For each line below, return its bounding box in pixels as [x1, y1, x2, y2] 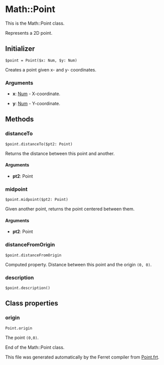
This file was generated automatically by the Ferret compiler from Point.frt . [5, 354, 159, 360]
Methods [5, 115, 34, 124]
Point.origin [5, 326, 33, 331]
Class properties [5, 299, 59, 308]
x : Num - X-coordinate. [12, 91, 61, 97]
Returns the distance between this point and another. [5, 150, 115, 157]
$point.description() [5, 285, 51, 290]
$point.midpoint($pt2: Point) [5, 197, 69, 202]
